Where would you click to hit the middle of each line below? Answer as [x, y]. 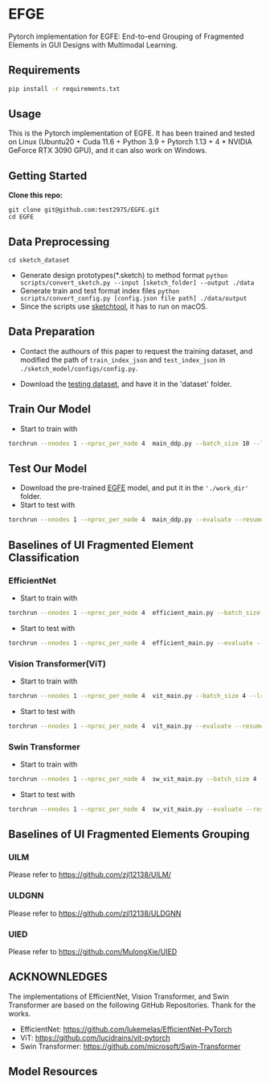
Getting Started [48, 175]
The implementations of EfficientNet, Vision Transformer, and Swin [119, 996]
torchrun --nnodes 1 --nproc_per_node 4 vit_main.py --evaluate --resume [136, 726]
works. [20, 1013]
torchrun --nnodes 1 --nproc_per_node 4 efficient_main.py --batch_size [135, 613]
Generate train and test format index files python [100, 291]
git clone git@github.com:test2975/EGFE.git [84, 210]
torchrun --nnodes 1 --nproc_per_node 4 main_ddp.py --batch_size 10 [129, 443]
